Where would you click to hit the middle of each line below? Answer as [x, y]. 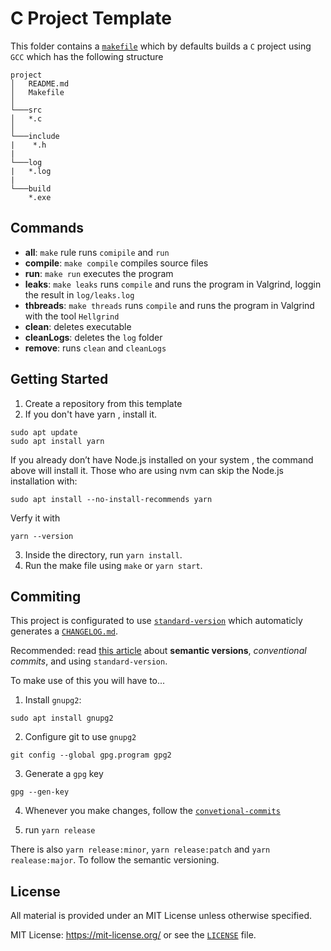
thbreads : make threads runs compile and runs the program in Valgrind [169, 305]
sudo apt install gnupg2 [62, 718]
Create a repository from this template [103, 403]
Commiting [46, 596]
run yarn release [60, 830]
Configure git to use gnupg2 [80, 737]
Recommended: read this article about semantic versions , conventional [158, 651]
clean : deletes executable [78, 326]
